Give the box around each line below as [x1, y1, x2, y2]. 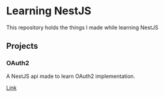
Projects [6, 41, 38, 51]
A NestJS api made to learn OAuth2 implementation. [6, 73, 135, 80]
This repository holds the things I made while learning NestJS [6, 24, 159, 31]
